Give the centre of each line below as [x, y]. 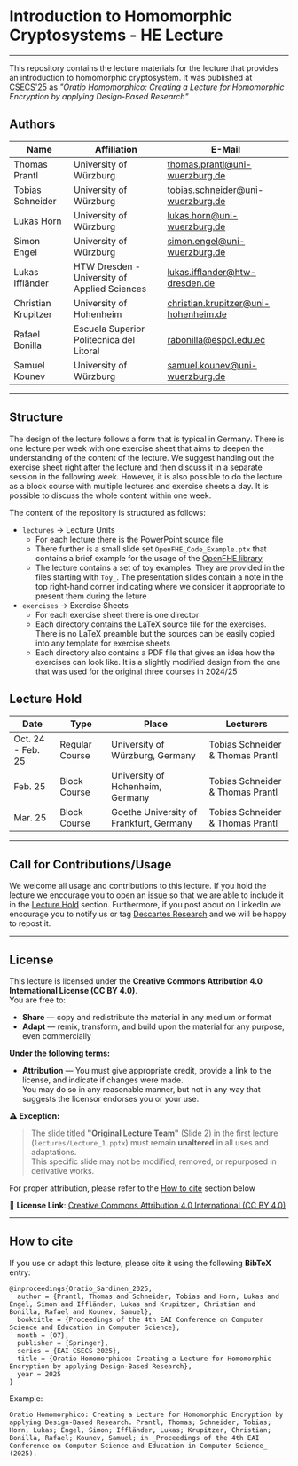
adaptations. [54, 1152]
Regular [76, 745]
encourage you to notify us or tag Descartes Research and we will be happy [148, 914]
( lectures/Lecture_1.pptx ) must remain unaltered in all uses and [149, 1142]
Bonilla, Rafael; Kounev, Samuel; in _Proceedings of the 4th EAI [134, 1438]
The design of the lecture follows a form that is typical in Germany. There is [147, 439]
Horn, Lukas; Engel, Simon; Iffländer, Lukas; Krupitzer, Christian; [141, 1430]
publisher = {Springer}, [63, 1343]
